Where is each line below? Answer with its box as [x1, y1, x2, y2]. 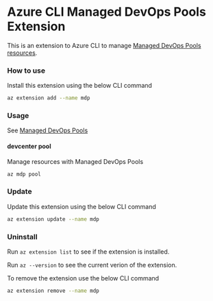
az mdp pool [7, 171, 41, 178]
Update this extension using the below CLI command [7, 202, 156, 210]
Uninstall [7, 232, 38, 241]
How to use [7, 66, 46, 75]
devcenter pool [7, 142, 51, 150]
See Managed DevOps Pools [7, 126, 88, 134]
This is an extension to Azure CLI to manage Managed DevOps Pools [7, 41, 201, 49]
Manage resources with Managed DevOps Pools [7, 157, 144, 165]
